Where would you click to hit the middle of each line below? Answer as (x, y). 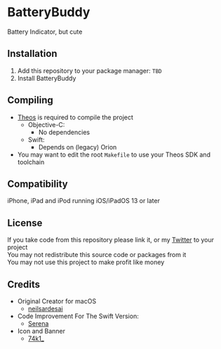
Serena (38, 323)
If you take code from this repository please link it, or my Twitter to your (111, 240)
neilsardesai (45, 309)
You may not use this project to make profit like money (86, 262)
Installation (32, 54)
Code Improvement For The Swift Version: (78, 316)
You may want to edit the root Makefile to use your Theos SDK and (114, 154)
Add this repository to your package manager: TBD (89, 70)
